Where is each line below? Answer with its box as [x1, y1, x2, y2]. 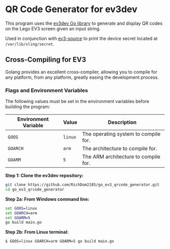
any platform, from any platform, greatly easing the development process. [5, 74, 159, 80]
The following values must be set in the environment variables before [5, 98, 149, 105]
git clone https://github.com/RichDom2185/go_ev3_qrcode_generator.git [5, 182, 159, 187]
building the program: [5, 104, 51, 110]
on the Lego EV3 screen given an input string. [5, 25, 101, 31]
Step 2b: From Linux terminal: [5, 229, 69, 235]
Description [108, 119, 137, 126]
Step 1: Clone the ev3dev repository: [5, 173, 83, 179]
